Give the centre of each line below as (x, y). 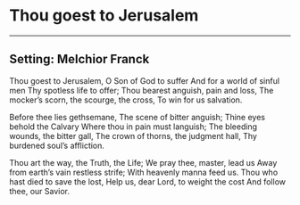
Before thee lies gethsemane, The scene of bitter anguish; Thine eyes (137, 117)
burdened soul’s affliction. (57, 145)
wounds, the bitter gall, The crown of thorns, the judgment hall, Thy (133, 135)
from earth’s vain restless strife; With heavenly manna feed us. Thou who (144, 172)
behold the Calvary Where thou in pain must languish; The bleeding (133, 127)
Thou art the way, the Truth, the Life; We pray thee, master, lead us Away (143, 162)
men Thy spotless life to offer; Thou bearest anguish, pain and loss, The (142, 90)
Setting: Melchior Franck (79, 59)
